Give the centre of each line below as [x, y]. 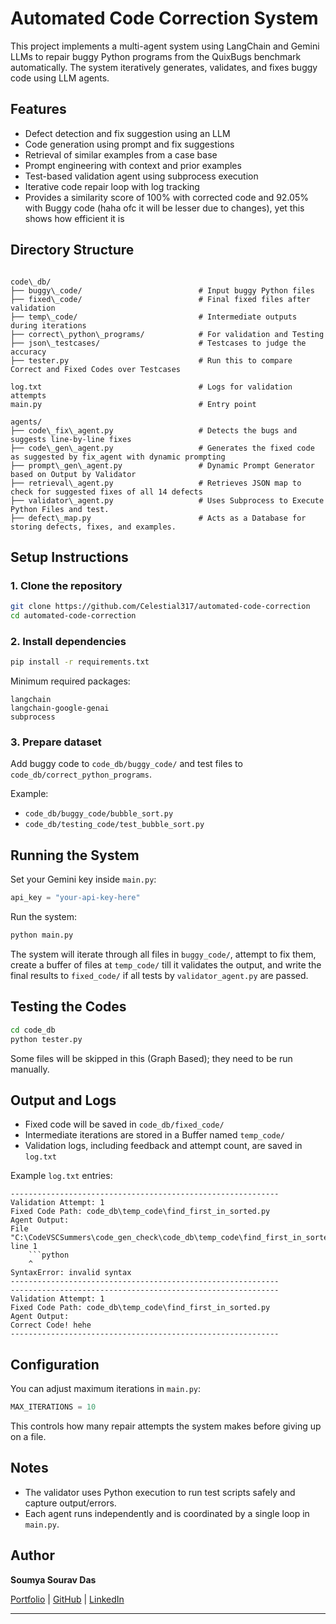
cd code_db [33, 1030]
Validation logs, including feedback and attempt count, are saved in [163, 1146]
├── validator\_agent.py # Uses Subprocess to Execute [167, 500]
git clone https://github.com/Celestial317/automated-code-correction [160, 607]
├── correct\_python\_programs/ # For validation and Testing [167, 334]
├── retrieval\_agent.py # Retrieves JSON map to [156, 483]
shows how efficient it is [74, 218]
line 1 [24, 1247]
